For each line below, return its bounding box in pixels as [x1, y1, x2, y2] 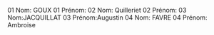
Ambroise [7, 21, 36, 29]
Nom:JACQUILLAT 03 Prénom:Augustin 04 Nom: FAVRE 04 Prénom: [7, 13, 208, 22]
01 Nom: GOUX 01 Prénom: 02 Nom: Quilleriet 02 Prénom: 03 [7, 6, 187, 14]
